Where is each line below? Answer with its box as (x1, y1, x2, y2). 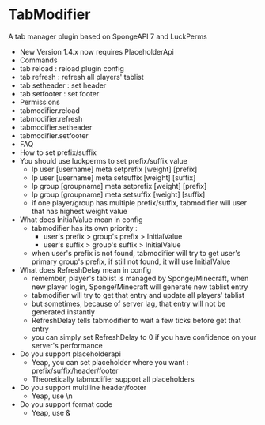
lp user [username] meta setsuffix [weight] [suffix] (31, 172, 196, 182)
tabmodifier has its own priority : (31, 223, 138, 232)
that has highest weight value (31, 206, 128, 216)
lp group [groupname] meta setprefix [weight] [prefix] (31, 181, 207, 190)
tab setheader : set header (19, 81, 107, 90)
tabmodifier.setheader (19, 122, 93, 132)
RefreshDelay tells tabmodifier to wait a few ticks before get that (31, 315, 241, 325)
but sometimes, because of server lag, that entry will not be (31, 299, 226, 308)
